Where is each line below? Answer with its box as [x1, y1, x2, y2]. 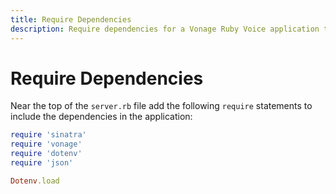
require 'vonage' [10, 139, 83, 150]
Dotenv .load [10, 176, 60, 186]
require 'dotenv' [10, 149, 83, 159]
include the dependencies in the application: [10, 111, 193, 123]
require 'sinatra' [10, 130, 87, 140]
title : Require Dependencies [10, 14, 132, 25]
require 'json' [10, 158, 74, 168]
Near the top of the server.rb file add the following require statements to [10, 100, 313, 112]
